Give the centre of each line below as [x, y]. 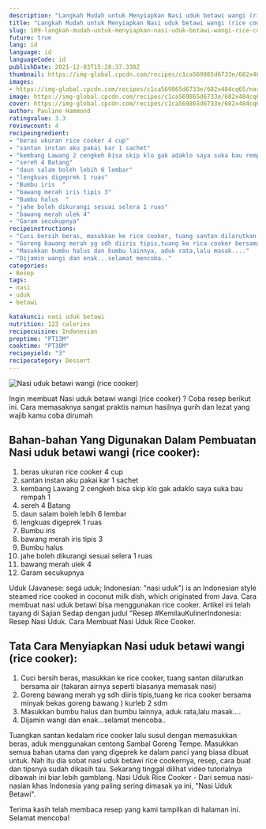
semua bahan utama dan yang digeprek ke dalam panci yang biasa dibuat [129, 751]
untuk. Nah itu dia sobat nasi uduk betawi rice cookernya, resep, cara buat [130, 760]
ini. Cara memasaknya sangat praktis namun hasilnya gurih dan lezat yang [129, 407]
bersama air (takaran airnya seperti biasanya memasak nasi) [118, 686]
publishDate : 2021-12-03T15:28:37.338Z [75, 67]
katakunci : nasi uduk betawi [57, 316]
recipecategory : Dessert [50, 361]
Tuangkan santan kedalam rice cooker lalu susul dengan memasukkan [123, 735]
